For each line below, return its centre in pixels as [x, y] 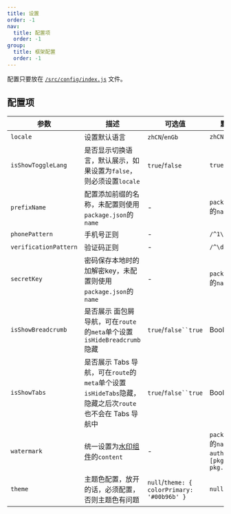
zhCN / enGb [163, 136]
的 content [107, 457]
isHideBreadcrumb [112, 340]
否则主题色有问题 [112, 500]
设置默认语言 [105, 137]
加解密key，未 [107, 271]
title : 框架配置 [35, 52]
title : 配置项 [32, 33]
